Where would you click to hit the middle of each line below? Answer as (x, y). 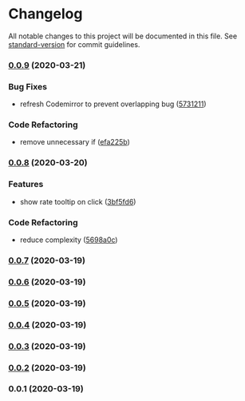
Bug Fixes (28, 86)
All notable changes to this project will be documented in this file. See (123, 36)
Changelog (45, 14)
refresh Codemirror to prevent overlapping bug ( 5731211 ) (113, 104)
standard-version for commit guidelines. (74, 44)
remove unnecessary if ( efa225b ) (75, 142)
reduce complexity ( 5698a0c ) (69, 240)
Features (26, 185)
